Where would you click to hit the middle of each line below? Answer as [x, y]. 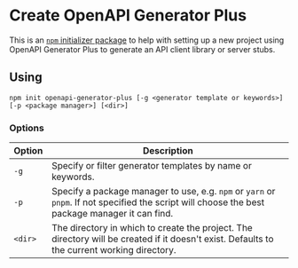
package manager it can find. [113, 214]
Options [27, 128]
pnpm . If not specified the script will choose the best [158, 202]
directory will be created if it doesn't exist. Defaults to [163, 239]
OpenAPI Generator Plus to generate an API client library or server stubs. [142, 49]
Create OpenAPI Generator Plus [128, 16]
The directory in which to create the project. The [152, 228]
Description [168, 151]
